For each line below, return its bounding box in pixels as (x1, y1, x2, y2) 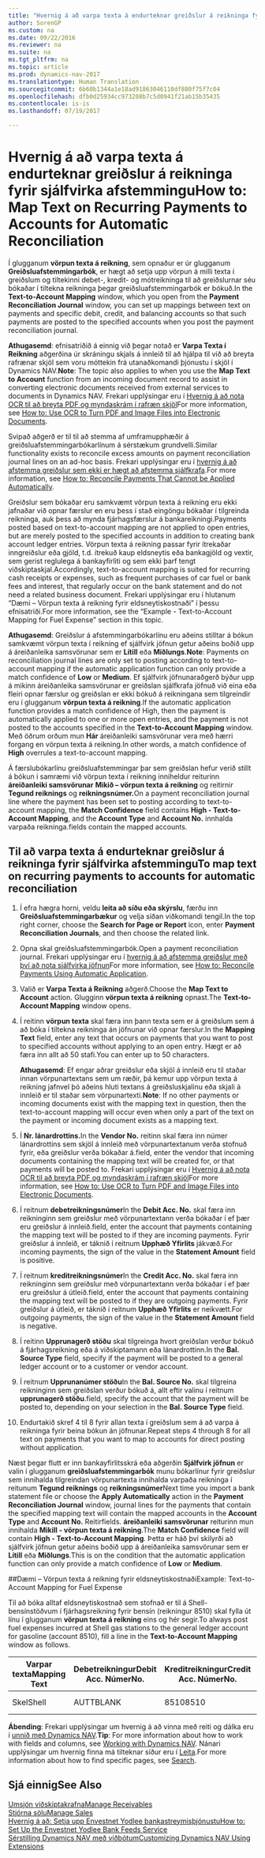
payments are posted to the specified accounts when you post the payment (8, 317, 254, 327)
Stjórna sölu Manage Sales (8, 1807, 93, 1817)
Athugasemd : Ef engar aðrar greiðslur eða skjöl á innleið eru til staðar (19, 1065, 247, 1074)
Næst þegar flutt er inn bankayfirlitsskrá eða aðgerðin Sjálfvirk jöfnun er (8, 1458, 244, 1467)
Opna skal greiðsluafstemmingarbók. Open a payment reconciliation (19, 943, 239, 953)
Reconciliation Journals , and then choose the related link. (19, 928, 210, 938)
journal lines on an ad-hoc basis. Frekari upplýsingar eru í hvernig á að (8, 456, 237, 466)
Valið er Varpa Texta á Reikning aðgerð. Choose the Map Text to (19, 984, 229, 993)
